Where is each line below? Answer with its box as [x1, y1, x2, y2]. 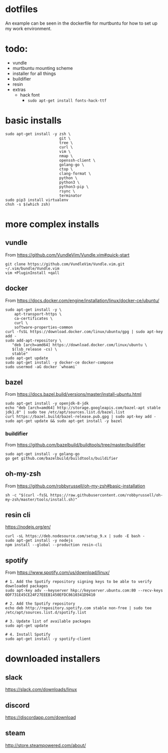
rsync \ [59, 189, 75, 194]
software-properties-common [14, 324, 73, 330]
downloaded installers [5, 653, 101, 664]
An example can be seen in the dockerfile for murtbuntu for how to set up [5, 20, 157, 26]
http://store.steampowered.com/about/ [5, 742, 87, 748]
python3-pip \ [59, 184, 89, 189]
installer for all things [12, 70, 56, 76]
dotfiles [5, 4, 38, 15]
